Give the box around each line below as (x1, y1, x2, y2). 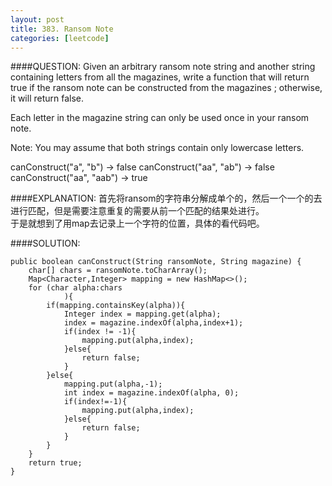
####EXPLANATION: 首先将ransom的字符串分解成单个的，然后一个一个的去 (10, 192, 323, 205)
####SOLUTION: (10, 237, 81, 250)
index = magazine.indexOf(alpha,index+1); (63, 318, 244, 328)
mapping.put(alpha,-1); (63, 379, 163, 390)
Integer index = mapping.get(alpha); (63, 309, 222, 320)
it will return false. (10, 92, 85, 105)
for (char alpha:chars (28, 283, 123, 293)
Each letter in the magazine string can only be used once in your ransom (10, 112, 310, 124)
